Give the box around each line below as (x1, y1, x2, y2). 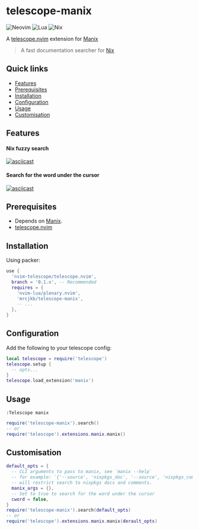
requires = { (11, 284, 44, 291)
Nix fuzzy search (6, 144, 49, 152)
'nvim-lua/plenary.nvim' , (17, 290, 81, 296)
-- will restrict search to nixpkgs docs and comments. (11, 480, 152, 486)
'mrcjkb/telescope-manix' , (17, 295, 84, 301)
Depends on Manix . (14, 217, 63, 224)
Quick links (6, 64, 49, 74)
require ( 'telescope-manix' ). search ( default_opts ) (6, 507, 131, 513)
